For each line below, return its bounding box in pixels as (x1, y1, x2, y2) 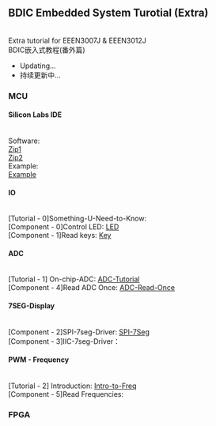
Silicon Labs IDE (8, 110, 62, 119)
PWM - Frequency (8, 355, 70, 364)
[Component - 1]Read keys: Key (8, 231, 112, 240)
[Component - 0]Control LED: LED (8, 222, 119, 232)
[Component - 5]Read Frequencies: (8, 389, 124, 398)
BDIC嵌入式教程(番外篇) (8, 45, 85, 55)
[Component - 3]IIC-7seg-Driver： (8, 336, 121, 346)
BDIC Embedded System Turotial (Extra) (8, 6, 209, 20)
